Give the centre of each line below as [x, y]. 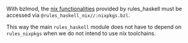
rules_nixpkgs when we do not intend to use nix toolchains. [81, 33]
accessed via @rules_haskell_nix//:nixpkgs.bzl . [68, 15]
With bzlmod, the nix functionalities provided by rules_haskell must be [94, 9]
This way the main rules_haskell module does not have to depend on [94, 27]
